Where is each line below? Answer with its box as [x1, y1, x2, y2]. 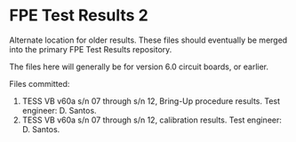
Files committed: [9, 78, 70, 89]
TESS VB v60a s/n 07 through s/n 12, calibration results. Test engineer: [21, 114, 283, 125]
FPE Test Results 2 [9, 5, 148, 26]
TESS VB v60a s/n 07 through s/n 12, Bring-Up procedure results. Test [21, 95, 281, 106]
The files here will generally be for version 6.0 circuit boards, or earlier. [9, 61, 269, 72]
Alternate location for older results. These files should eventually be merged [9, 35, 288, 45]
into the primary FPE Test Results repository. [9, 43, 172, 54]
